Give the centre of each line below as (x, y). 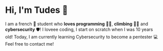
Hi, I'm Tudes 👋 (37, 10)
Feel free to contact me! (29, 44)
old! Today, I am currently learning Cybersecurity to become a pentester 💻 (82, 37)
